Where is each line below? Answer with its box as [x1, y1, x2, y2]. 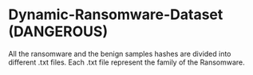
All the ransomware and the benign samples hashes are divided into [8, 49, 231, 58]
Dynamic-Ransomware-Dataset [8, 6, 223, 24]
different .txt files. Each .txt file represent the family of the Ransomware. [8, 57, 245, 67]
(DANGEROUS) [8, 22, 109, 41]
